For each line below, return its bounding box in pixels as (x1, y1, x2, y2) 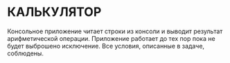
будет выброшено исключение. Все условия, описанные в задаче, (7, 42, 205, 50)
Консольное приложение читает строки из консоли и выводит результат (7, 27, 223, 35)
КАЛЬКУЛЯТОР (7, 4, 102, 20)
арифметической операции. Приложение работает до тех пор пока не (7, 34, 216, 42)
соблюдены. (7, 49, 44, 57)
